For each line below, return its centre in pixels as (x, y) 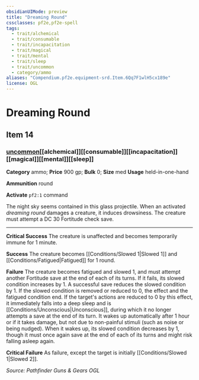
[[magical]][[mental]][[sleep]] (50, 159)
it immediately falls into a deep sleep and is (59, 303)
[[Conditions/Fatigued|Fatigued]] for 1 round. (61, 260)
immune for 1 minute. (32, 242)
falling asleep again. (31, 341)
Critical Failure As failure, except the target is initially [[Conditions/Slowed (97, 352)
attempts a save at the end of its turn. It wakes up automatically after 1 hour (98, 316)
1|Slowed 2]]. (22, 359)
